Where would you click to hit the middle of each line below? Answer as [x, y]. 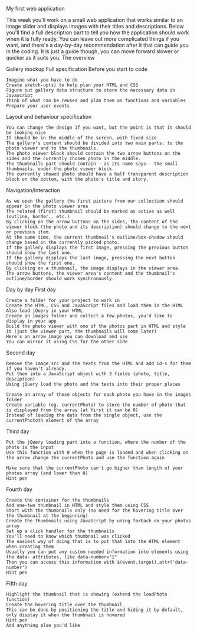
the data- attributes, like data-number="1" [62, 557]
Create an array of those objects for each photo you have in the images [99, 395]
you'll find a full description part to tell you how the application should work [98, 32]
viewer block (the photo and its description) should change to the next [99, 227]
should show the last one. [39, 253]
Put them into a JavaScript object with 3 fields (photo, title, [88, 374]
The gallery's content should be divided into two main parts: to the [95, 143]
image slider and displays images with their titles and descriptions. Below [95, 26]
